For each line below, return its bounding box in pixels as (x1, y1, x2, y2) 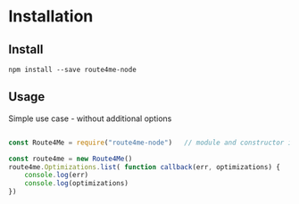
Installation (8, 6, 94, 27)
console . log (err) (24, 171, 89, 180)
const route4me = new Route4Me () (8, 154, 133, 163)
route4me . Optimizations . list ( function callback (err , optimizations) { (8, 162, 280, 171)
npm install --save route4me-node (8, 65, 137, 74)
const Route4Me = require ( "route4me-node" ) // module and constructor (8, 138, 285, 147)
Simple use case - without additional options (8, 113, 172, 124)
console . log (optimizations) (24, 179, 129, 188)
